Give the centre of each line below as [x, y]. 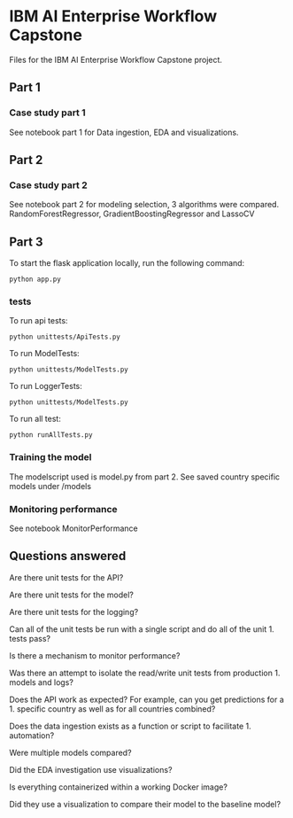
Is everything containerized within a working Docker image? [119, 787]
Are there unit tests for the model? [72, 595]
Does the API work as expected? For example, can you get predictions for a [147, 699]
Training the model [50, 457]
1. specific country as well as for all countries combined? [112, 709]
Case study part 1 [47, 113]
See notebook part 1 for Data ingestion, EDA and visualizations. [124, 132]
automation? [32, 735]
